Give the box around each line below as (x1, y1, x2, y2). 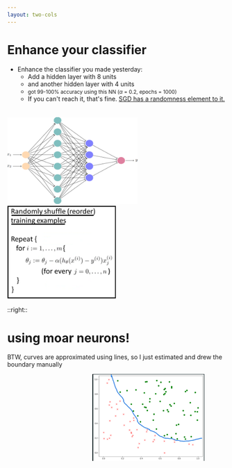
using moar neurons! (7, 330, 130, 346)
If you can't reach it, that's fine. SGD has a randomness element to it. (27, 94, 226, 103)
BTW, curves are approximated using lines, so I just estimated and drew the (7, 353, 222, 361)
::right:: (7, 306, 28, 314)
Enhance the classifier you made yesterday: (17, 65, 143, 73)
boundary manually (7, 360, 63, 369)
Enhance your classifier (7, 42, 147, 58)
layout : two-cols (7, 11, 58, 18)
